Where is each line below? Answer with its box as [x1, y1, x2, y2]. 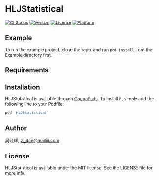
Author [5, 124, 27, 133]
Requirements [5, 66, 49, 74]
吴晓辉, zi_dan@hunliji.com [5, 137, 60, 143]
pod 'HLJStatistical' [5, 110, 49, 115]
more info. [5, 170, 26, 176]
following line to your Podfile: [5, 101, 64, 107]
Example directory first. [5, 52, 52, 58]
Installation [5, 83, 40, 91]
